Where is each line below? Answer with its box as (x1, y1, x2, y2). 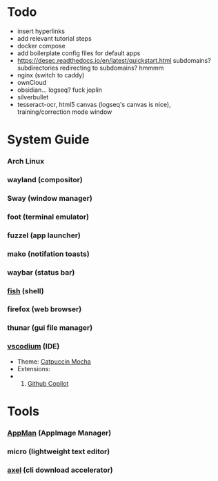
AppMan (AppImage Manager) (7, 428, 112, 438)
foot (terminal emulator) (7, 212, 90, 222)
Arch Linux (7, 157, 45, 166)
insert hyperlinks (17, 27, 66, 35)
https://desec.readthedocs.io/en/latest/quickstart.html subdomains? (17, 56, 212, 64)
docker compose (17, 41, 66, 50)
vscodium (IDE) (7, 342, 60, 351)
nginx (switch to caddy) (17, 70, 85, 79)
